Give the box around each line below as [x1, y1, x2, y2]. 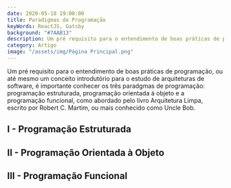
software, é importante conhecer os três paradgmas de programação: [7, 82, 205, 90]
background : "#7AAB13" [7, 29, 72, 36]
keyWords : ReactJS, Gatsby [7, 23, 85, 30]
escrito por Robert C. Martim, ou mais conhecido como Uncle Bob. [7, 104, 196, 112]
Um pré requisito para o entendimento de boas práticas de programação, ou [7, 67, 223, 75]
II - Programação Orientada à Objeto [7, 147, 165, 158]
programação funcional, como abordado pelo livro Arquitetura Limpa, [7, 96, 203, 104]
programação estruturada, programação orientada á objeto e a [7, 89, 184, 97]
